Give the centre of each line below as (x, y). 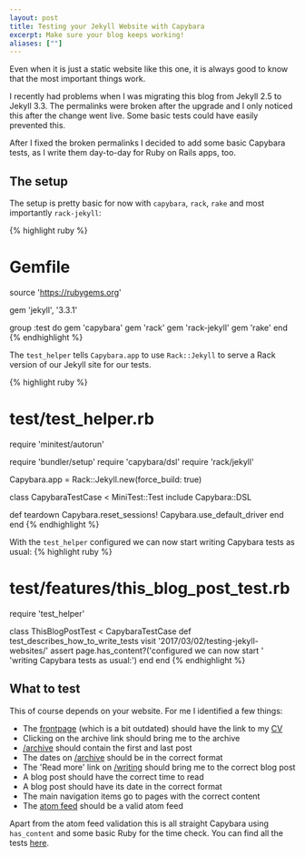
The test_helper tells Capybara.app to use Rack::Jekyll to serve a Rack (143, 355)
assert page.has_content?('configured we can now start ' (157, 650)
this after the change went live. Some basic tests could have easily (134, 116)
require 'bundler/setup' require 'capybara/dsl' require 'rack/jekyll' (132, 461)
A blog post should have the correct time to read (113, 776)
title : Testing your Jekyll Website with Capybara (107, 26)
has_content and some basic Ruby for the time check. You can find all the (147, 832)
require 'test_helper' (47, 613)
